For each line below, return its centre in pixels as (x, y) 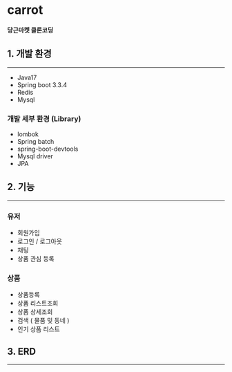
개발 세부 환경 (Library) (44, 118)
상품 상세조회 (35, 312)
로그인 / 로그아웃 (39, 241)
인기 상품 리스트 (38, 329)
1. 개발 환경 (29, 54)
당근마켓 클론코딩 (30, 30)
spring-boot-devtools (48, 149)
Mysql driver (35, 156)
